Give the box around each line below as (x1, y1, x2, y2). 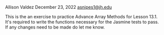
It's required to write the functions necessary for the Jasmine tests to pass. (5, 19, 159, 25)
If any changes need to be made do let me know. (5, 24, 105, 30)
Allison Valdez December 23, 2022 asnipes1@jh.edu (5, 4, 112, 10)
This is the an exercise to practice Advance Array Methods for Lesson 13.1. (5, 14, 158, 19)
